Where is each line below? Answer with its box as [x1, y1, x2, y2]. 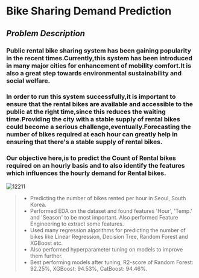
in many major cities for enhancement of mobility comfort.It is [6, 62, 192, 70]
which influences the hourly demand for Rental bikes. [6, 169, 166, 177]
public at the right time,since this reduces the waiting [6, 107, 166, 116]
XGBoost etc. [30, 239, 63, 247]
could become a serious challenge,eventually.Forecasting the [6, 122, 191, 131]
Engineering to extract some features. [30, 220, 124, 227]
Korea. [30, 201, 47, 208]
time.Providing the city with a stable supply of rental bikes [6, 115, 180, 124]
